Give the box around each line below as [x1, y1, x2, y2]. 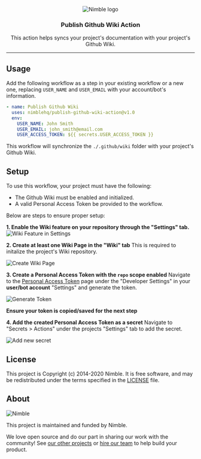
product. [6, 446, 28, 453]
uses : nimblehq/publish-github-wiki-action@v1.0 [11, 109, 135, 115]
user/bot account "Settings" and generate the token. [6, 284, 138, 291]
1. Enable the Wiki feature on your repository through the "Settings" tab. [6, 224, 190, 231]
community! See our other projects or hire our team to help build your [6, 439, 178, 446]
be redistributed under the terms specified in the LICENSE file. [6, 376, 160, 383]
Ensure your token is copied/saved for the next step [6, 307, 138, 314]
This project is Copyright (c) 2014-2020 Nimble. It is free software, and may [6, 370, 193, 377]
